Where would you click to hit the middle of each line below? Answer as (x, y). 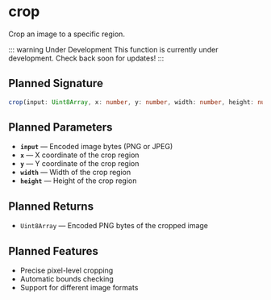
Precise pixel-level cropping (67, 271)
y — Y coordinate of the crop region (79, 164)
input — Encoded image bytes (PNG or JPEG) (96, 147)
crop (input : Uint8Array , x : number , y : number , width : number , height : (131, 102)
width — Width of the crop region (75, 173)
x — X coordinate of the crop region (79, 155)
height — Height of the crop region (78, 181)
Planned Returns (51, 206)
